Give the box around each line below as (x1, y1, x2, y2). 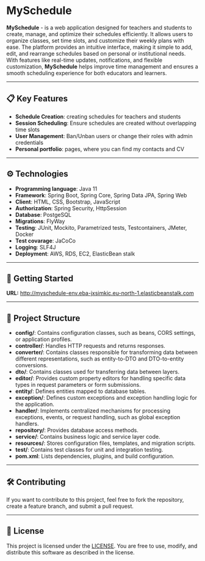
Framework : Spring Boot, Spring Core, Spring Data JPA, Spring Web (15, 191, 187, 199)
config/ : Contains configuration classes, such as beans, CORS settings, (15, 329, 196, 337)
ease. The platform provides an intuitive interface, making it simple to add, (6, 43, 193, 51)
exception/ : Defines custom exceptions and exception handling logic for (15, 394, 197, 402)
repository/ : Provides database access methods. (15, 427, 138, 434)
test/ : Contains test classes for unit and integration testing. (15, 446, 164, 453)
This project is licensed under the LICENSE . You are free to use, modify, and (6, 542, 198, 549)
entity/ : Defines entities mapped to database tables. (15, 387, 146, 395)
